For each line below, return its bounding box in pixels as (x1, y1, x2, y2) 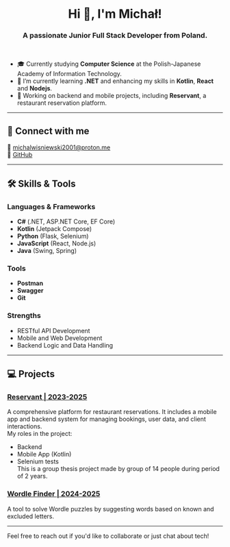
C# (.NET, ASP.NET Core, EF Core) (16, 217, 116, 226)
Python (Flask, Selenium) (16, 232, 89, 240)
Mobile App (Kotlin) (16, 450, 72, 459)
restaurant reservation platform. (16, 99, 107, 107)
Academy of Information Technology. (16, 70, 122, 78)
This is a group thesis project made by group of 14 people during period (16, 465, 220, 473)
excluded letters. (7, 512, 55, 520)
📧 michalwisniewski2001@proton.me (7, 143, 111, 151)
